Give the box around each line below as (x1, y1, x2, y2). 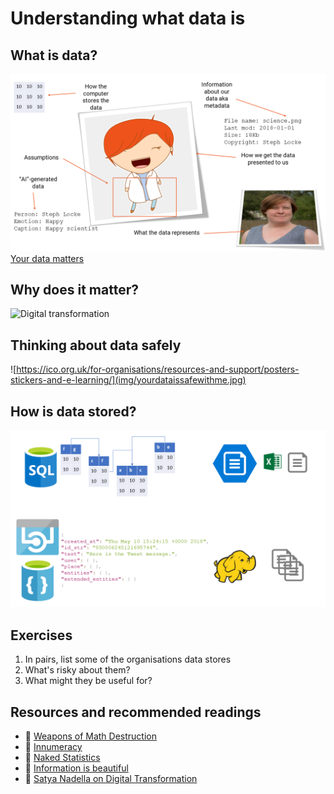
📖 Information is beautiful (24, 762, 129, 774)
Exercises (10, 627, 73, 644)
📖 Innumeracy (24, 741, 83, 753)
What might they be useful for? (24, 675, 153, 687)
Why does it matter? (10, 281, 139, 298)
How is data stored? (10, 403, 137, 420)
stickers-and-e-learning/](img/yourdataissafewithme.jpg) (10, 374, 247, 386)
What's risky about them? (24, 664, 131, 676)
